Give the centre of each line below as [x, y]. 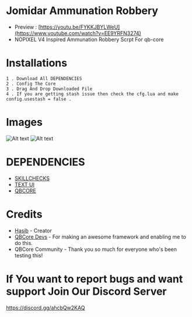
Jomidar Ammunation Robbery [82, 11]
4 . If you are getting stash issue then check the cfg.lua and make [92, 94]
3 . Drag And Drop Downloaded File [49, 89]
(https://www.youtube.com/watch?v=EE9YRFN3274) [78, 33]
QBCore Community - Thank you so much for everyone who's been [95, 249]
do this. [24, 243]
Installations [37, 63]
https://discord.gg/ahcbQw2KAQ [46, 308]
